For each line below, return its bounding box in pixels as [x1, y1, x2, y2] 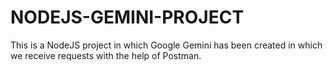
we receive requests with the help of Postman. [10, 49, 202, 61]
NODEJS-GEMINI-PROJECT [10, 6, 245, 29]
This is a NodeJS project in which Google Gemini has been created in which [10, 39, 323, 51]
